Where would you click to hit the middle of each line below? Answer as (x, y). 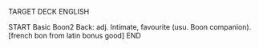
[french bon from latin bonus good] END (75, 36)
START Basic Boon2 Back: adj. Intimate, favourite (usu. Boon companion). (130, 27)
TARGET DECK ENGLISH (49, 12)
